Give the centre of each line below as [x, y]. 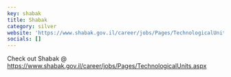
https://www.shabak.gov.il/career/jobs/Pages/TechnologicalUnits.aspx [107, 66]
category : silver [32, 26]
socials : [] [24, 39]
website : [20, 33]
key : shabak [24, 13]
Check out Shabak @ [37, 58]
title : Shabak [27, 20]
